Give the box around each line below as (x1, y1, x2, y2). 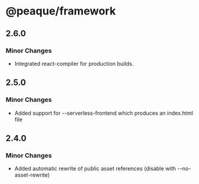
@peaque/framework (5, 4, 116, 18)
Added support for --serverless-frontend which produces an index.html (14, 109, 194, 116)
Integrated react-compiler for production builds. (14, 60, 134, 67)
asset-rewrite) (14, 171, 50, 179)
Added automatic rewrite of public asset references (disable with (14, 165, 177, 173)
